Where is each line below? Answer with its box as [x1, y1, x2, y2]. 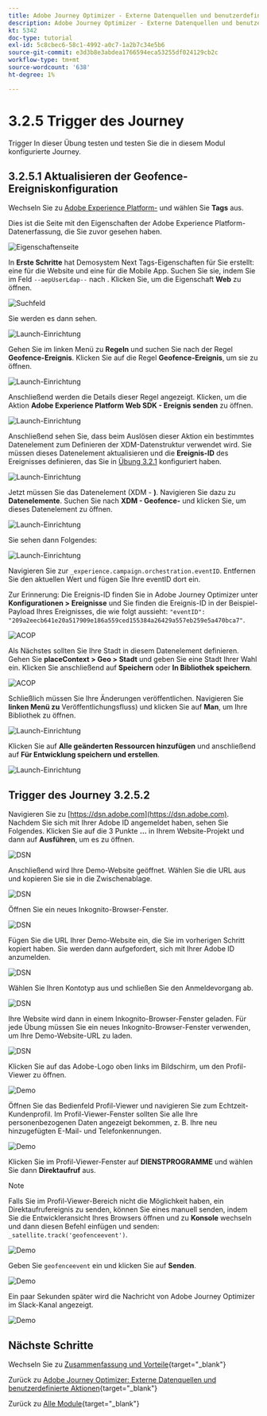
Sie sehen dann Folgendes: [8, 536, 98, 545]
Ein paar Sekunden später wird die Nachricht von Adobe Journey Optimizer [8, 1292, 255, 1302]
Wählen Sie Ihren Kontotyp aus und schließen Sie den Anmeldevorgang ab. [8, 983, 253, 993]
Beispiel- [229, 598, 258, 608]
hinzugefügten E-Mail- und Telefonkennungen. [8, 1126, 161, 1136]
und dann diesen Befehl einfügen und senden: [8, 1221, 160, 1232]
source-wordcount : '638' [8, 64, 91, 72]
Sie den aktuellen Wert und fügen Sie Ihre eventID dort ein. [8, 575, 201, 584]
